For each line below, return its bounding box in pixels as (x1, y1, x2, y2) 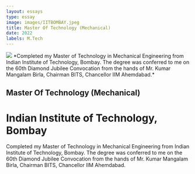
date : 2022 (6, 30, 33, 36)
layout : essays (6, 8, 43, 15)
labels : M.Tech (6, 36, 43, 41)
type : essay (6, 14, 35, 20)
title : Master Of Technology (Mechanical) (6, 25, 111, 31)
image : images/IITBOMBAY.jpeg (6, 19, 80, 25)
